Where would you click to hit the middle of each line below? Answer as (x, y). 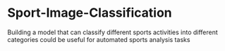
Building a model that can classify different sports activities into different (113, 32)
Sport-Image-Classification (90, 13)
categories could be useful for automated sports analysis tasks (99, 39)
